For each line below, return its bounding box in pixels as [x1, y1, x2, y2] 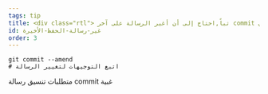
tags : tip [8, 11, 41, 20]
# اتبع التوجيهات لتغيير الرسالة [8, 63, 120, 71]
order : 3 [8, 33, 37, 42]
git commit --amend [8, 56, 73, 64]
